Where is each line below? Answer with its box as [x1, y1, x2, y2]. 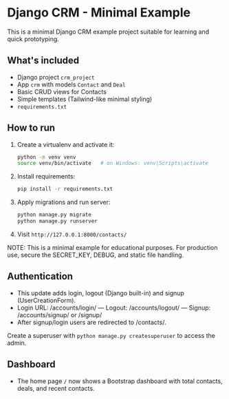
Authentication [7, 271, 74, 282]
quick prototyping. [7, 34, 60, 43]
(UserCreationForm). [17, 296, 76, 304]
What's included [7, 55, 80, 67]
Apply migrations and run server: [17, 198, 111, 207]
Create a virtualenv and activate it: [17, 140, 115, 148]
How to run [7, 122, 56, 134]
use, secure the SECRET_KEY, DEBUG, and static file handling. [7, 251, 184, 259]
